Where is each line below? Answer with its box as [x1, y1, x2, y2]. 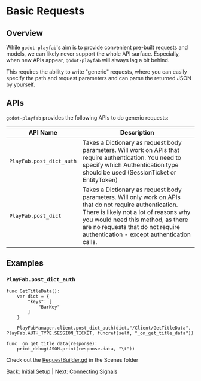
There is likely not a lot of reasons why [83, 208, 191, 216]
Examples [6, 258, 44, 269]
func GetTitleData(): [6, 288, 60, 294]
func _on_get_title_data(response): [6, 340, 98, 346]
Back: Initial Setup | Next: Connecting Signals [6, 368, 118, 375]
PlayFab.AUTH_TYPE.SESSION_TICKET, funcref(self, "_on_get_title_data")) [6, 330, 194, 336]
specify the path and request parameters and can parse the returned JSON [6, 75, 191, 81]
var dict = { [17, 293, 50, 300]
